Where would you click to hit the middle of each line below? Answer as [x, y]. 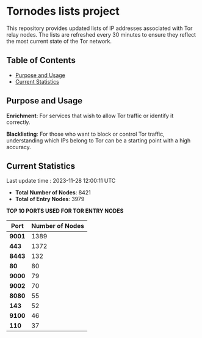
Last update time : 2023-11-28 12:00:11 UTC [61, 181]
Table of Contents [41, 60]
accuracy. [19, 147]
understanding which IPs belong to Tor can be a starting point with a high [99, 140]
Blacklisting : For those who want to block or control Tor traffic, [85, 134]
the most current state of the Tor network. [59, 41]
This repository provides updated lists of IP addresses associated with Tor [99, 28]
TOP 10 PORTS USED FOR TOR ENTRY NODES [65, 211]
